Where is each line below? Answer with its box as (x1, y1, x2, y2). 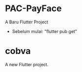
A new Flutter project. (5, 61, 49, 67)
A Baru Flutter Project (5, 19, 48, 25)
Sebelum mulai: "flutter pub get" (12, 28, 77, 34)
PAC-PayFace (5, 3, 62, 14)
